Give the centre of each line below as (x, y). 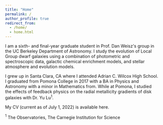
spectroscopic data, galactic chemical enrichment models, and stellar (75, 62)
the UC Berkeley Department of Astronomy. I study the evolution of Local (79, 51)
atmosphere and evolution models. (40, 67)
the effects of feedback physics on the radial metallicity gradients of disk (78, 91)
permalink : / (18, 14)
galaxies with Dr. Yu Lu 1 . (29, 97)
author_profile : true (27, 18)
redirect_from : (20, 23)
